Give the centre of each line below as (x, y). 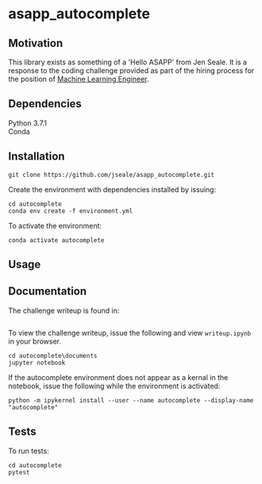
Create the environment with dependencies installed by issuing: (112, 189)
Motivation (36, 43)
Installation (37, 157)
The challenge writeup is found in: (64, 310)
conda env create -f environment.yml (71, 211)
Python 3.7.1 (28, 123)
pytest (19, 472)
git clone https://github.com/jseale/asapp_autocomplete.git (112, 175)
